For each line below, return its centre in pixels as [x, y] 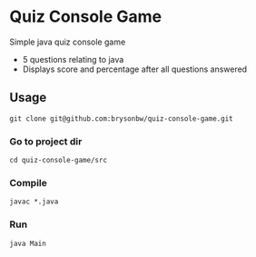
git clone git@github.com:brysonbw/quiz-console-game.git [121, 119]
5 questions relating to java [73, 59]
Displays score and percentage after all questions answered [135, 69]
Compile [28, 183]
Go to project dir [46, 141]
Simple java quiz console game [68, 42]
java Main [28, 243]
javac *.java [34, 202]
